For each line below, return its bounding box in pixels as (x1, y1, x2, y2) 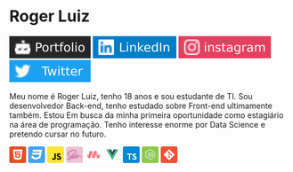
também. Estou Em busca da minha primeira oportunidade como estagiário (9, 109, 284, 121)
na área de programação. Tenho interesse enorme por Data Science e (9, 119, 265, 129)
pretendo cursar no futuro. (9, 129, 107, 139)
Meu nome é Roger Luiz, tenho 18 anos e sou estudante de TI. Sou (9, 90, 254, 101)
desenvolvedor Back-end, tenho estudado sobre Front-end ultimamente (9, 100, 273, 111)
